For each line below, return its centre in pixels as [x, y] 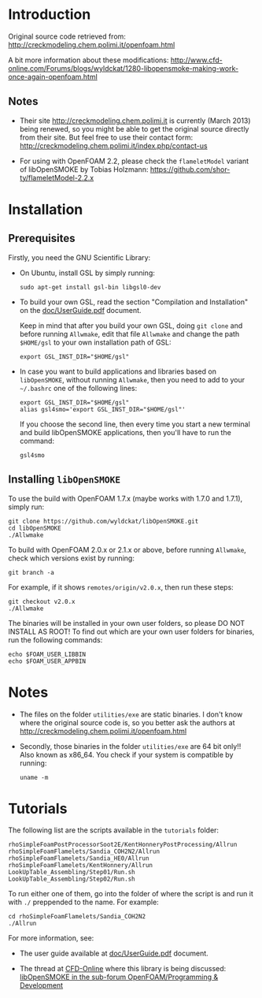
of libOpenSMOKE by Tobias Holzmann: [84, 169]
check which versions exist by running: [72, 558]
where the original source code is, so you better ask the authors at [127, 722]
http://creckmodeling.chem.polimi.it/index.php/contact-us [113, 145]
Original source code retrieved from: [67, 36]
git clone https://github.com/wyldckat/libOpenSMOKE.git [103, 521]
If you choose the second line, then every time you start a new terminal [135, 424]
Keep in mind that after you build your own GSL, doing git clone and [131, 326]
